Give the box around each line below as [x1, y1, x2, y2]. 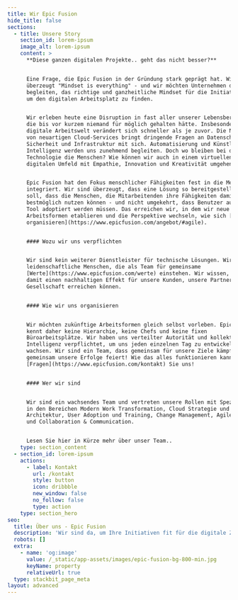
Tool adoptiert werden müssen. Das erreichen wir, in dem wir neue [25, 205, 230, 213]
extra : [13, 543, 33, 550]
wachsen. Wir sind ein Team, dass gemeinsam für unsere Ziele [25, 348, 214, 355]
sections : [7, 23, 37, 30]
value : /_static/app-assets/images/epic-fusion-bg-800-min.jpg [25, 555, 217, 563]
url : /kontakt [33, 470, 74, 477]
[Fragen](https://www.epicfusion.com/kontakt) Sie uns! [25, 361, 195, 368]
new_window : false [33, 490, 87, 497]
